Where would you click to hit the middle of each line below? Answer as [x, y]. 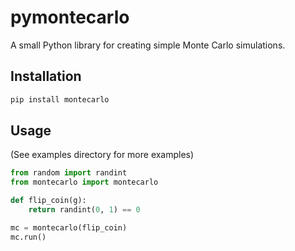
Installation [46, 76]
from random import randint [69, 173]
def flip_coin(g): [48, 201]
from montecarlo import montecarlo [84, 182]
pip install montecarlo [60, 99]
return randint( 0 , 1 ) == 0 [84, 210]
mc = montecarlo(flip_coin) [69, 227]
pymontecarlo [70, 17]
